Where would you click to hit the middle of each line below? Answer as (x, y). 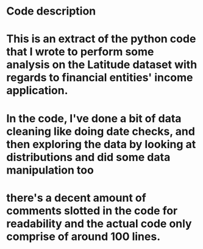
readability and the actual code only (99, 223)
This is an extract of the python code (101, 39)
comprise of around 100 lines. (83, 237)
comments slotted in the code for (92, 210)
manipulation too (50, 170)
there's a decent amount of (76, 198)
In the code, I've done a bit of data (94, 118)
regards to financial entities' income (100, 78)
